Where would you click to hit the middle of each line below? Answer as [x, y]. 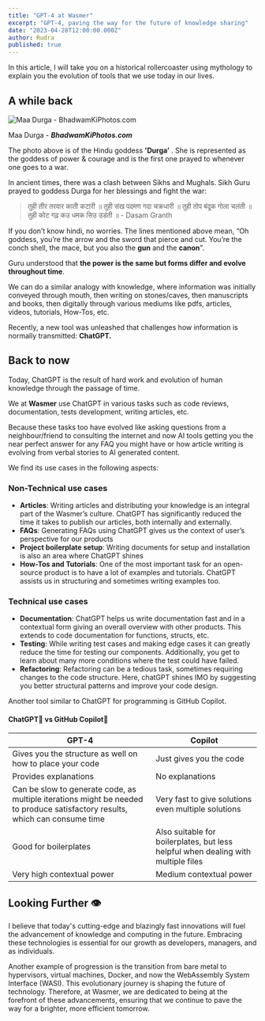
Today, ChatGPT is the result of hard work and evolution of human [116, 380]
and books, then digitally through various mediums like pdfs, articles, [120, 303]
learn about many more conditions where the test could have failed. [129, 660]
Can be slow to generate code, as [74, 789]
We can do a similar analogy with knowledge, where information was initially [132, 286]
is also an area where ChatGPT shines [81, 556]
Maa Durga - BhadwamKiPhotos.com [70, 134]
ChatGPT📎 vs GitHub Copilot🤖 [58, 719]
